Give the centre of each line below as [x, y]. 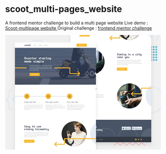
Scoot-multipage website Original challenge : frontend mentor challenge [79, 28]
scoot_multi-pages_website [64, 9]
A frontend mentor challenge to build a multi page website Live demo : [77, 23]
